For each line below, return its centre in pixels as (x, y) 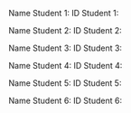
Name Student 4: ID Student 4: (65, 66)
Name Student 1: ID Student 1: (64, 13)
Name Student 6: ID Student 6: (65, 100)
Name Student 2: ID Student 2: (65, 30)
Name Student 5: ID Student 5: (65, 83)
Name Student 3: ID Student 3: (65, 48)
